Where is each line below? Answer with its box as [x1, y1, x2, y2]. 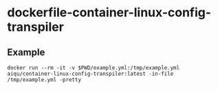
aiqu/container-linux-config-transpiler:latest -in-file [7, 70, 174, 77]
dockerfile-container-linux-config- [7, 5, 212, 20]
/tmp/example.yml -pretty [7, 76, 81, 83]
